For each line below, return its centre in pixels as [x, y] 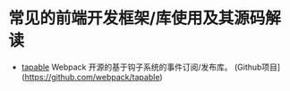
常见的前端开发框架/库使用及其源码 [137, 18]
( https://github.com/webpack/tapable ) [92, 77]
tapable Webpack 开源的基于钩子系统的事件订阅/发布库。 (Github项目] [151, 67]
